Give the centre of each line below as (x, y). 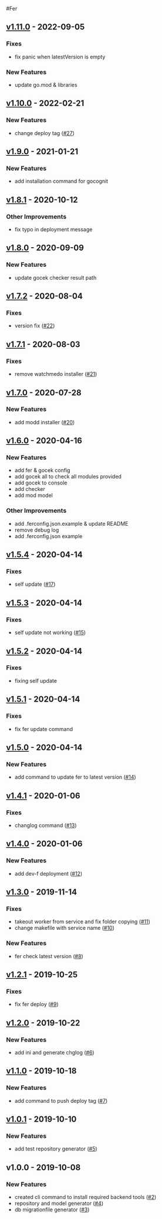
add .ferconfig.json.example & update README (71, 523)
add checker (30, 489)
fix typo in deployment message (53, 230)
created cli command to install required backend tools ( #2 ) (85, 1197)
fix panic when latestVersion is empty (60, 57)
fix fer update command (44, 729)
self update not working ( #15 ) (50, 633)
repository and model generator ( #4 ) (59, 1204)
